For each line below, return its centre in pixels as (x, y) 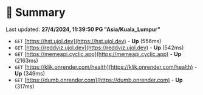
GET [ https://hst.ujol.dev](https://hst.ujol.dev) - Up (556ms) (88, 41)
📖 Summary (36, 12)
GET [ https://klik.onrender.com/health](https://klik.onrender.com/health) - (106, 67)
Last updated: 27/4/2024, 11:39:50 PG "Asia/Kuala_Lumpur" (83, 29)
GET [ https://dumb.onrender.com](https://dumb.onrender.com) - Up (98, 80)
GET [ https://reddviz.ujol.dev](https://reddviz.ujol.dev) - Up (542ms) (99, 47)
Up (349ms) (30, 73)
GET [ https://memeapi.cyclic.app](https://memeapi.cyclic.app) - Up (98, 54)
